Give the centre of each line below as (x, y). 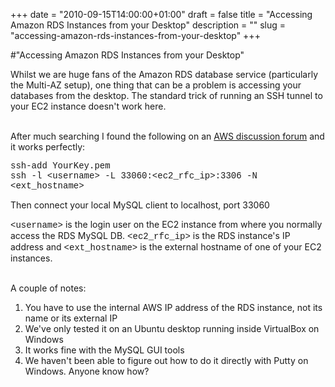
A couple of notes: (48, 288)
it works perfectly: (48, 147)
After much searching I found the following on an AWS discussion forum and (167, 136)
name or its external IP (71, 318)
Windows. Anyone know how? (87, 371)
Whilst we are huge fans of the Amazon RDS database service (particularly (164, 74)
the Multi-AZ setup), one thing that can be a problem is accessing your (156, 85)
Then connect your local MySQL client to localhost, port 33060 (140, 205)
